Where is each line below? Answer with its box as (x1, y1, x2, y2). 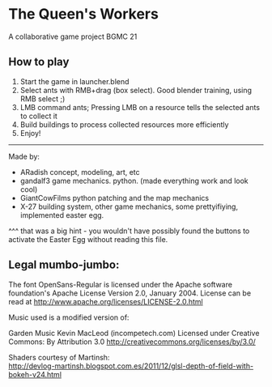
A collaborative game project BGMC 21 (8, 32, 138, 41)
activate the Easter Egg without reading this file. (8, 234, 168, 244)
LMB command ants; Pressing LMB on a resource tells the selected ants (19, 102, 261, 112)
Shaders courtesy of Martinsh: (8, 352, 110, 362)
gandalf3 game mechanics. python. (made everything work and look (19, 176, 249, 185)
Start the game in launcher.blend (19, 76, 130, 86)
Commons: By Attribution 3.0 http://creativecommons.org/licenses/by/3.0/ (8, 337, 257, 347)
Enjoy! (19, 128, 41, 138)
